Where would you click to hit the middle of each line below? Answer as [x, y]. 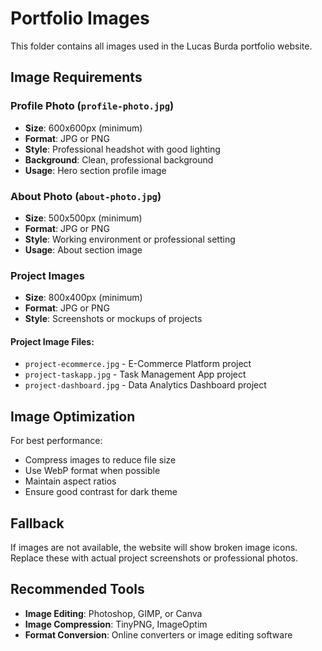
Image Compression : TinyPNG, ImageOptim [116, 624]
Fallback [37, 523]
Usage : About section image [83, 249]
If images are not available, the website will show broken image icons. [154, 548]
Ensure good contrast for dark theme [101, 492]
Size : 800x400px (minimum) [83, 298]
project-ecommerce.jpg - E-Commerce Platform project [138, 364]
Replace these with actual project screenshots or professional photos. [154, 558]
